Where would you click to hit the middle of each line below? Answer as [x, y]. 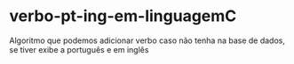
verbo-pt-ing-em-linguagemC [123, 16]
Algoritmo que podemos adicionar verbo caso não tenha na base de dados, [147, 40]
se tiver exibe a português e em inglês [79, 49]
